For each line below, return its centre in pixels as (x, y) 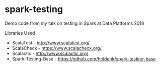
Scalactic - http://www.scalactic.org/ (50, 53)
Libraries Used (20, 33)
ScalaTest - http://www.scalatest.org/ (51, 43)
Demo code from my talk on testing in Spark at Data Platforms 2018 (74, 23)
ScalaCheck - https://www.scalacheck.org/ (57, 48)
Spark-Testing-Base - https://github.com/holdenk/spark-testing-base (84, 58)
